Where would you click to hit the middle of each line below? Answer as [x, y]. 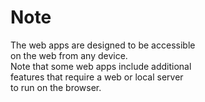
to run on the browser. [56, 87]
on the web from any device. [69, 55]
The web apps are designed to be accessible [103, 45]
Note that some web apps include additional [101, 66]
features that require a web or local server [97, 77]
